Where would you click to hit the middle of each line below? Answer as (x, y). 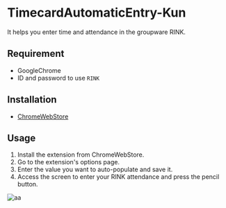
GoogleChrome (39, 70)
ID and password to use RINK (58, 78)
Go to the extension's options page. (68, 162)
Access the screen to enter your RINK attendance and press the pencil (118, 177)
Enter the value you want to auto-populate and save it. (95, 170)
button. (27, 184)
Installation (32, 99)
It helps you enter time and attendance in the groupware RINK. (97, 32)
